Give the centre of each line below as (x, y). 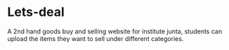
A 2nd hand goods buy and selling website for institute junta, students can (115, 31)
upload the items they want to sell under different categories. (96, 38)
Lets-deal (36, 12)
